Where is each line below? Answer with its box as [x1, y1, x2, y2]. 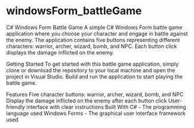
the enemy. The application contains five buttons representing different [6, 36, 180, 43]
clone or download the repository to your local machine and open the [6, 66, 176, 73]
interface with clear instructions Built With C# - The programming [26, 103, 186, 110]
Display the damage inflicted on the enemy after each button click [6, 97, 167, 104]
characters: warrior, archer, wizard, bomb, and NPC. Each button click [6, 43, 177, 50]
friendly [6, 103, 26, 110]
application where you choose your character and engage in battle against [6, 30, 188, 37]
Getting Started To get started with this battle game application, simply [6, 60, 179, 68]
